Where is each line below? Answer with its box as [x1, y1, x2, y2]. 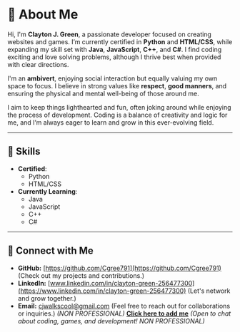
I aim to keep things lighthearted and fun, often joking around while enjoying [7, 103, 231, 111]
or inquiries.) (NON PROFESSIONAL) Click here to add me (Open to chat [17, 309, 231, 318]
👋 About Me [7, 6, 79, 23]
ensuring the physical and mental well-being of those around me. [7, 89, 200, 98]
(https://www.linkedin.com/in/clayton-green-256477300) [17, 286, 186, 295]
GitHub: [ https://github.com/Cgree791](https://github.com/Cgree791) [17, 264, 221, 272]
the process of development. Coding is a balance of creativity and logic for [7, 110, 228, 119]
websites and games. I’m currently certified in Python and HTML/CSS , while [7, 37, 233, 46]
